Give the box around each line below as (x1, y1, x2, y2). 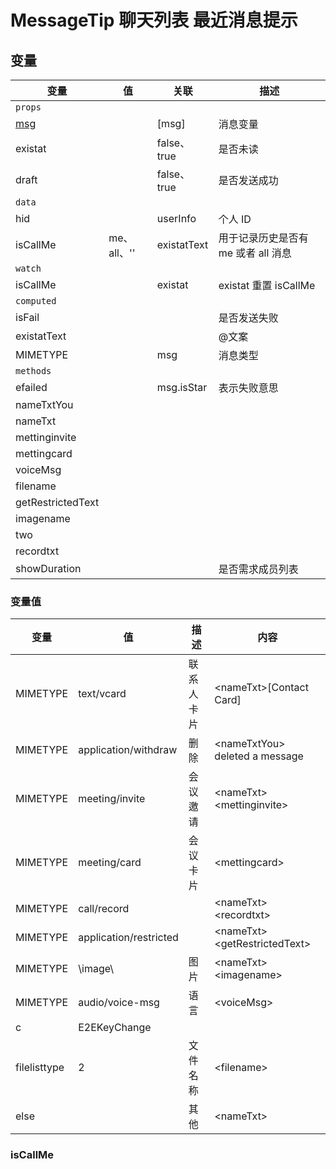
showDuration (15, 562, 82, 575)
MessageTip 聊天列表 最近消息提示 (10, 9, 298, 32)
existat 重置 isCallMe (218, 279, 316, 292)
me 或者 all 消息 (218, 246, 292, 260)
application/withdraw (78, 743, 178, 757)
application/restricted (78, 931, 179, 945)
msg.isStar (156, 381, 208, 394)
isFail (15, 311, 40, 324)
